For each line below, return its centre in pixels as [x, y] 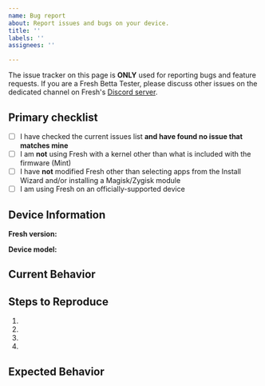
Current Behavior [52, 275]
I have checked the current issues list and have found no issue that [131, 136]
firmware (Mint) [45, 163]
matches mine [44, 145]
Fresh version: [33, 234]
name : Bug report [37, 16]
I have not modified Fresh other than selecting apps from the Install [131, 172]
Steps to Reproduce [59, 302]
